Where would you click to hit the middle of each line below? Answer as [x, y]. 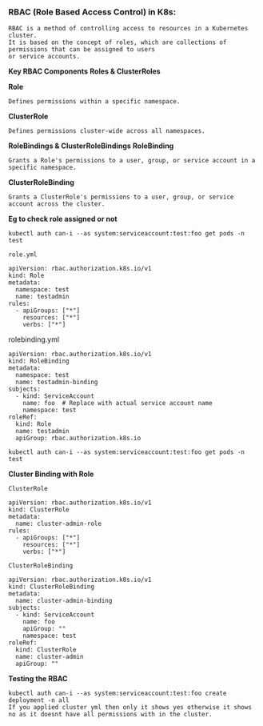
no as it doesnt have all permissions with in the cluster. [111, 715]
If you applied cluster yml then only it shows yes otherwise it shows [130, 708]
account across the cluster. [57, 204]
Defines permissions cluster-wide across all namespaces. [107, 131]
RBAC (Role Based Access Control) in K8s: [92, 12]
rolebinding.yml [34, 339]
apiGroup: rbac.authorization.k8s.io [78, 439]
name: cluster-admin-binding [64, 601]
